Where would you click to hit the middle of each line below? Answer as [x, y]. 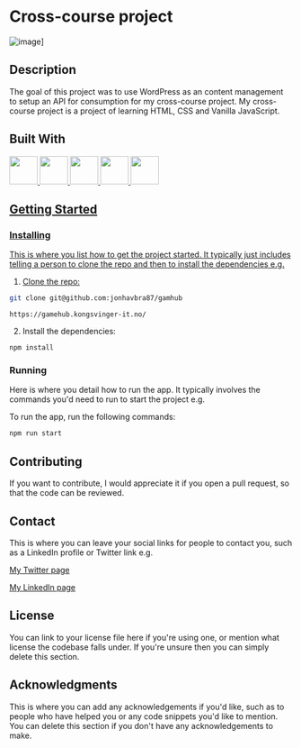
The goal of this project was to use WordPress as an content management [146, 91]
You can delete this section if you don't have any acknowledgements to [142, 725]
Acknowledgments [64, 685]
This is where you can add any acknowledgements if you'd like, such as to [147, 707]
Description [43, 70]
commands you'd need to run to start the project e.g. [107, 399]
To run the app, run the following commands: [93, 417]
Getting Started [53, 209]
